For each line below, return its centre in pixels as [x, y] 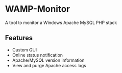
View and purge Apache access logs [49, 65]
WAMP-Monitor [37, 9]
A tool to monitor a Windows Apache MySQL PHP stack [61, 23]
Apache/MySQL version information [48, 60]
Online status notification [37, 55]
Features [19, 38]
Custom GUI [24, 49]
